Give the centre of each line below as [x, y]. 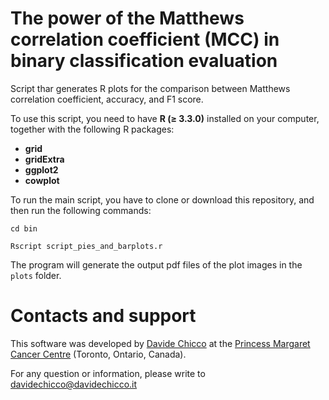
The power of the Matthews [127, 18]
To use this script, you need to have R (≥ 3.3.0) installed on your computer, [165, 118]
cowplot [42, 180]
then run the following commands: [81, 210]
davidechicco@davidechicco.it [74, 384]
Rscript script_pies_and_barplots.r [86, 246]
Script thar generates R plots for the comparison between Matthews [150, 88]
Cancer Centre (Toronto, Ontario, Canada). [98, 354]
